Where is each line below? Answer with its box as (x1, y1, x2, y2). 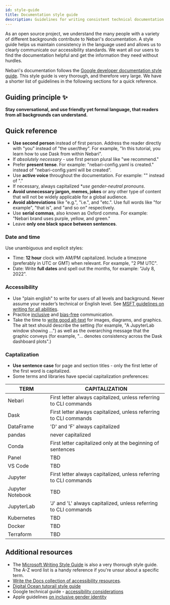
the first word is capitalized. (12, 368, 71, 374)
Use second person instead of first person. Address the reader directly (12, 140, 161, 146)
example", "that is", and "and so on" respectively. (12, 205, 115, 210)
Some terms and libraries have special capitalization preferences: (12, 373, 149, 379)
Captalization (5, 351, 39, 358)
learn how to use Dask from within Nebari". (12, 151, 102, 157)
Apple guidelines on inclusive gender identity (12, 594, 107, 600)
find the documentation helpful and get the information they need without (5, 52, 158, 58)
